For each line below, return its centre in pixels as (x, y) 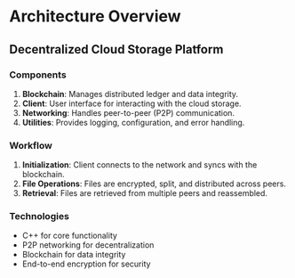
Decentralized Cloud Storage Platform (116, 49)
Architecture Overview (95, 16)
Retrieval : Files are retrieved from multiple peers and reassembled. (145, 193)
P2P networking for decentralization (88, 245)
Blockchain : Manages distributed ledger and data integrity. (130, 94)
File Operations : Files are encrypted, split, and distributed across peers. (154, 184)
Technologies (39, 217)
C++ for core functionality (70, 236)
